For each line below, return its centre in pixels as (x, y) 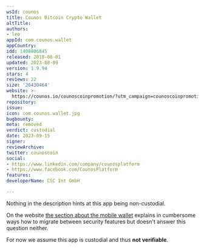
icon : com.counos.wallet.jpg (43, 113)
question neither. (27, 228)
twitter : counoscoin (32, 153)
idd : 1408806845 (27, 51)
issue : (15, 108)
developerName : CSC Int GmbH (43, 181)
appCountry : (21, 46)
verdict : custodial (31, 130)
